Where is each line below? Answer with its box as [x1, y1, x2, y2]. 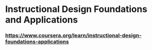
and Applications [5, 14, 78, 25]
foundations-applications [5, 38, 69, 45]
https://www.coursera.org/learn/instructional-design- [5, 32, 142, 39]
